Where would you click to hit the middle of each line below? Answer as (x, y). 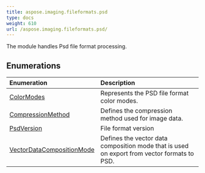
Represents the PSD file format (145, 94)
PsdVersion (26, 128)
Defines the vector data (134, 138)
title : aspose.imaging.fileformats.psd (57, 12)
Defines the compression (136, 111)
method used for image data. (142, 119)
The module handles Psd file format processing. (67, 46)
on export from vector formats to (147, 153)
